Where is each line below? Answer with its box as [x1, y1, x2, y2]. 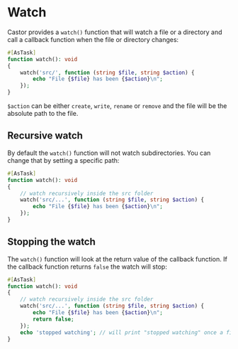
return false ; [33, 316, 74, 323]
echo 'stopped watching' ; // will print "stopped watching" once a [20, 328, 223, 336]
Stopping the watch [7, 236, 96, 248]
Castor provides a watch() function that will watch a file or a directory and [7, 28, 222, 36]
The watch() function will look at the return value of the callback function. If [7, 254, 228, 263]
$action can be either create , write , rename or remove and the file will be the [7, 102, 227, 110]
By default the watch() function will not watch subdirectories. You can [7, 149, 211, 157]
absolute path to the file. [7, 109, 79, 118]
